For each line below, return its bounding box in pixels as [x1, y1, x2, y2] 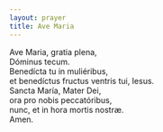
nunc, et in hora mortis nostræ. [9, 104, 124, 115]
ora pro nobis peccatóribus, [9, 94, 113, 105]
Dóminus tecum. [9, 56, 70, 67]
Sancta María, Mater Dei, [9, 85, 102, 96]
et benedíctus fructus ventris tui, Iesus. [9, 75, 155, 86]
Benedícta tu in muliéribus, [9, 65, 109, 77]
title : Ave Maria [9, 22, 75, 31]
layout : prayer [9, 13, 67, 23]
